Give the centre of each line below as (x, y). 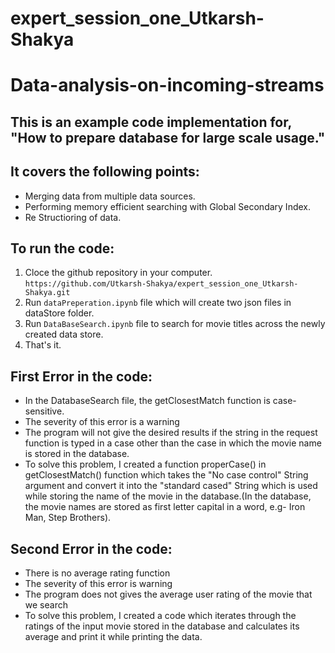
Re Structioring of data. (73, 217)
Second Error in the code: (91, 548)
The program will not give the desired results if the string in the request (171, 433)
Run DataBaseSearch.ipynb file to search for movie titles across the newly (175, 324)
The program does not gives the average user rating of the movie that (168, 594)
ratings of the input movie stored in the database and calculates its (162, 626)
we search (46, 605)
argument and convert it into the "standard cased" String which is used (171, 486)
